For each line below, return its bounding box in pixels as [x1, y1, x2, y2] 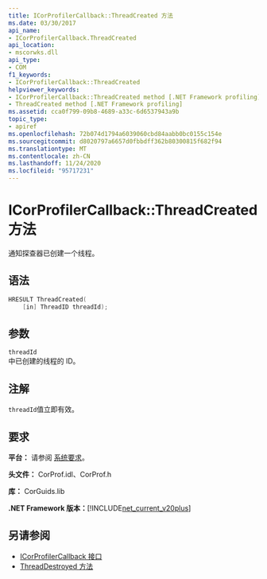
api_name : [8, 26, 41, 34]
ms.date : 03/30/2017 [8, 19, 77, 27]
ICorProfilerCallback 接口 [19, 551, 103, 561]
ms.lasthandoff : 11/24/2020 [8, 160, 102, 168]
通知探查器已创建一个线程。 [8, 248, 99, 258]
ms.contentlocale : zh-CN [8, 152, 91, 160]
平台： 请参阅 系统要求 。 [8, 453, 89, 462]
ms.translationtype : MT [8, 145, 87, 153]
